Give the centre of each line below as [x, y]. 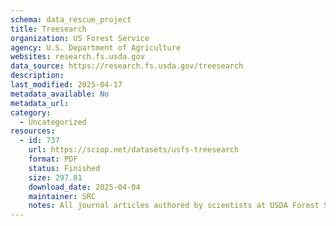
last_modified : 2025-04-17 [66, 85]
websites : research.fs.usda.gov [77, 57]
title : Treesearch [48, 29]
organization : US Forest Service [80, 38]
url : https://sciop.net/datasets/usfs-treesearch [134, 150]
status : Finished [64, 168]
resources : [33, 131]
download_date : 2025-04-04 [84, 187]
